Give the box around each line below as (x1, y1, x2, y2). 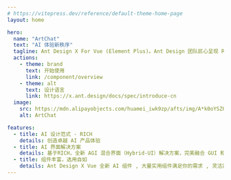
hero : (7, 29, 23, 36)
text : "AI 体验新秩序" (13, 42, 74, 49)
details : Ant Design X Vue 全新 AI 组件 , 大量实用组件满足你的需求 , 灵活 (19, 163, 223, 170)
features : (7, 124, 36, 131)
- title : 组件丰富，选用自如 (13, 156, 87, 164)
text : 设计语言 (25, 87, 65, 93)
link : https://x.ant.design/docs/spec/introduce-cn (25, 93, 177, 100)
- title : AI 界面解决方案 (13, 144, 81, 150)
